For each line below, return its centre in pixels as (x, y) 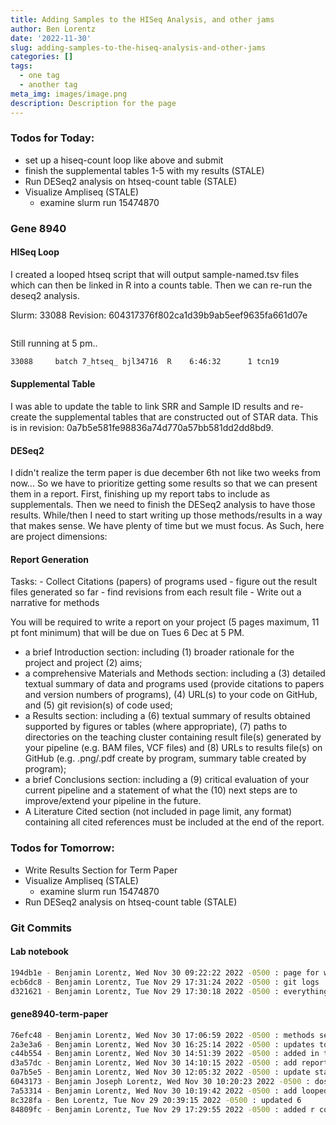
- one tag (39, 76)
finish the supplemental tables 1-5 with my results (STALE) (144, 170)
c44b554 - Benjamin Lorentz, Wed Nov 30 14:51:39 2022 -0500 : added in (165, 1054)
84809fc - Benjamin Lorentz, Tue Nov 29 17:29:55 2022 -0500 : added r (162, 1109)
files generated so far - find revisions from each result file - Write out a (156, 592)
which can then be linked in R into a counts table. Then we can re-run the (161, 285)
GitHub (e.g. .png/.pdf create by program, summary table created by (165, 758)
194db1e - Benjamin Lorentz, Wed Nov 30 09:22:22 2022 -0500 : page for (165, 972)
